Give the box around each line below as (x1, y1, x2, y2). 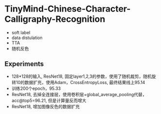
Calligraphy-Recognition (4, 14, 105, 25)
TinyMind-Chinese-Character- (4, 3, 131, 14)
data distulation (11, 35, 43, 41)
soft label (11, 29, 31, 35)
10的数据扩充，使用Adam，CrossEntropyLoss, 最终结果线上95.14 (16, 79, 145, 85)
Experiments (4, 60, 44, 68)
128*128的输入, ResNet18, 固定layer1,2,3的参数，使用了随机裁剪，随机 (11, 73, 152, 79)
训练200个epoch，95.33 (11, 85, 61, 91)
